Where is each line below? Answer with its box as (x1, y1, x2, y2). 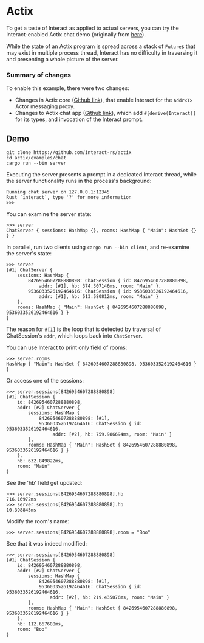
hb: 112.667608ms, (17, 621, 64, 627)
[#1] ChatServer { (6, 267, 53, 273)
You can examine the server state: (6, 210, 92, 218)
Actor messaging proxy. (15, 103, 75, 110)
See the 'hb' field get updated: (6, 479, 83, 487)
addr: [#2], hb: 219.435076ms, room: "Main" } (49, 594, 170, 600)
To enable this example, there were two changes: (6, 85, 129, 92)
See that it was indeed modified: (6, 540, 87, 547)
